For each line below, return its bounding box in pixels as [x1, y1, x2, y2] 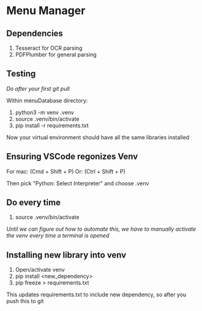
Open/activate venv [15, 266, 65, 274]
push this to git [6, 298, 44, 305]
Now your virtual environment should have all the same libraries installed [6, 133, 190, 141]
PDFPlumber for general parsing [15, 51, 97, 58]
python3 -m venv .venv [15, 109, 75, 116]
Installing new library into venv [6, 250, 127, 260]
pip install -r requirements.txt [15, 121, 89, 129]
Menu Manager [6, 4, 86, 18]
